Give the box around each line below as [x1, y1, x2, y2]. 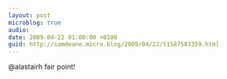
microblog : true [8, 19, 61, 27]
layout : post [8, 11, 51, 20]
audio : [8, 26, 30, 34]
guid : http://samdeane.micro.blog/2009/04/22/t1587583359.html [8, 41, 220, 48]
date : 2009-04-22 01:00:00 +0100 [8, 33, 118, 41]
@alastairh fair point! [8, 62, 76, 71]
